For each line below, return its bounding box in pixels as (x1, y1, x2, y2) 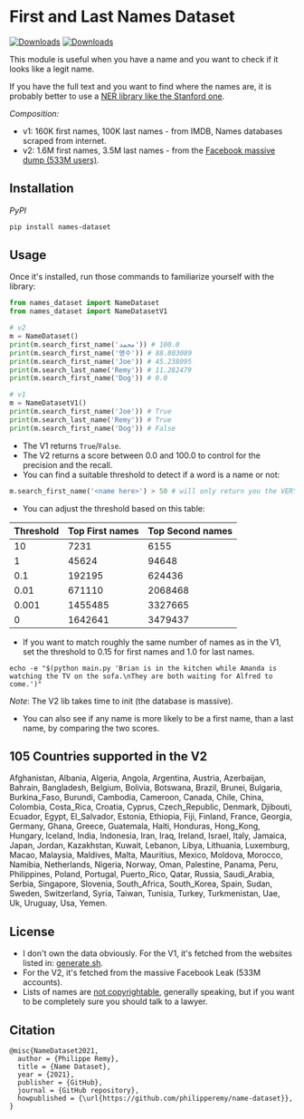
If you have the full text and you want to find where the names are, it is (9, 81, 272, 91)
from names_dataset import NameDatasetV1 (9, 307, 168, 316)
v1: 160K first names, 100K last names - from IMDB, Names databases (22, 125, 283, 137)
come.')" (9, 679, 43, 689)
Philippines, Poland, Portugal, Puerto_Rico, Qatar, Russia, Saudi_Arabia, (9, 869, 275, 880)
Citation (9, 1022, 56, 1038)
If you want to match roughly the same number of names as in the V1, (22, 636, 282, 647)
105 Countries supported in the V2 (9, 749, 208, 764)
